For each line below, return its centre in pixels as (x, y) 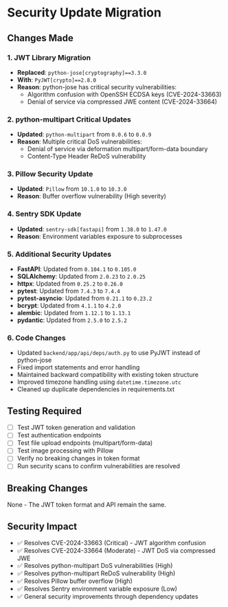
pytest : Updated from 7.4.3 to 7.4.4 (68, 291)
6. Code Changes (37, 338)
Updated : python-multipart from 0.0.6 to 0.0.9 (84, 135)
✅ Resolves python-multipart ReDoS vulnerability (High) (96, 573)
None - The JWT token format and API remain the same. (87, 505)
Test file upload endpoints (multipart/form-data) (85, 443)
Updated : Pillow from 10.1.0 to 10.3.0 (72, 189)
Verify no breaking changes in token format (78, 459)
